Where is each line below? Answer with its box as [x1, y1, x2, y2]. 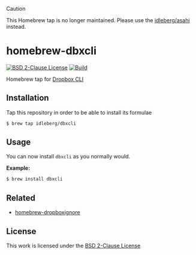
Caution [6, 5, 26, 12]
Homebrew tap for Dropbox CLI [6, 75, 84, 83]
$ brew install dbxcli [6, 176, 63, 182]
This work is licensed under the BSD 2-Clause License [6, 242, 141, 249]
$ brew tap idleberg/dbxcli [6, 120, 77, 127]
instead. [6, 23, 26, 30]
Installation [6, 93, 49, 103]
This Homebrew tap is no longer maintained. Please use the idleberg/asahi [6, 17, 190, 23]
